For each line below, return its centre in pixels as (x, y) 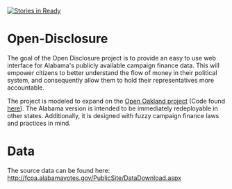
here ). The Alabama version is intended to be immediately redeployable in (113, 108)
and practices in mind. (39, 123)
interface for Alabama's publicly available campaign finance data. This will (114, 65)
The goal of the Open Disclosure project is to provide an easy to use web (112, 58)
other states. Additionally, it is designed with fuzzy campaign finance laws (113, 115)
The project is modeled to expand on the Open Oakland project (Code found (116, 101)
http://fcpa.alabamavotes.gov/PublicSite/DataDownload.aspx (94, 178)
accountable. (26, 88)
